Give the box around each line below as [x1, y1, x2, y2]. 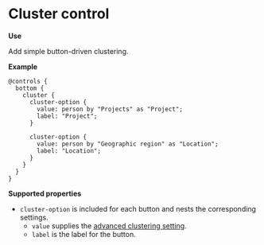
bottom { [15, 84, 45, 92]
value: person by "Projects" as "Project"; [37, 105, 183, 113]
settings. [19, 212, 49, 222]
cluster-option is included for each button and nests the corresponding [19, 204, 257, 213]
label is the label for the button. [31, 229, 137, 239]
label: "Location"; [37, 146, 102, 155]
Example [8, 61, 38, 72]
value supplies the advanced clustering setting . [31, 220, 187, 231]
